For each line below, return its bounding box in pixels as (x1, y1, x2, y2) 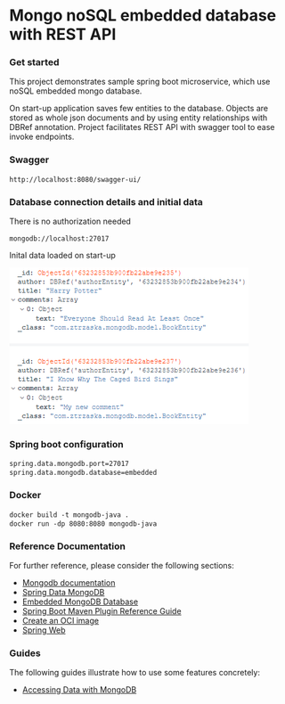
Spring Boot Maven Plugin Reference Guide (21, 605, 182, 616)
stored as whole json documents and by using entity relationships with (9, 112, 268, 123)
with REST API (9, 24, 117, 45)
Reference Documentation (9, 540, 126, 553)
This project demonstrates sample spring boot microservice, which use (9, 77, 271, 87)
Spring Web (21, 625, 66, 635)
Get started (9, 56, 60, 69)
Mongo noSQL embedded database (9, 5, 277, 26)
